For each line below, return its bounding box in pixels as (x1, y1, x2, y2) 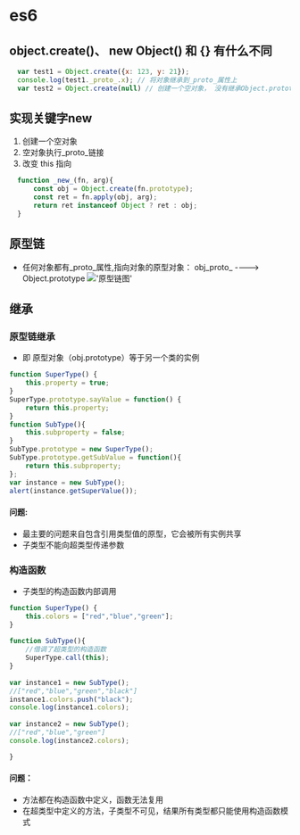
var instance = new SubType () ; (9, 478, 126, 487)
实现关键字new (9, 111, 93, 126)
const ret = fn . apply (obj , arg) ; (32, 193, 158, 202)
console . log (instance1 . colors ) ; (9, 703, 129, 712)
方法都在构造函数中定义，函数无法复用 (21, 794, 163, 805)
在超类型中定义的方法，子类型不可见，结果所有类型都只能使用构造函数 (21, 805, 281, 816)
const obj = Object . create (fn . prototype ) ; (32, 185, 194, 194)
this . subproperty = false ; (25, 428, 126, 437)
